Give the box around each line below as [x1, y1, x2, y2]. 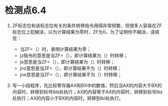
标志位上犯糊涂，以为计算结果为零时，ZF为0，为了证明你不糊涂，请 [12, 29, 155, 35]
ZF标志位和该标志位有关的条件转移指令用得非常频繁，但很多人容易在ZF [12, 22, 162, 29]
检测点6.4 [5, 5, 46, 16]
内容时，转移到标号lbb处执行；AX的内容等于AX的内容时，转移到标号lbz [12, 89, 163, 95]
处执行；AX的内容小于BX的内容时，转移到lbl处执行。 [12, 95, 124, 101]
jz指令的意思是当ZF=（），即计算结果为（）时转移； [19, 52, 129, 59]
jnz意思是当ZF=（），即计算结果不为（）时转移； [19, 65, 122, 71]
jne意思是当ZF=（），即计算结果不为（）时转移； [19, 71, 122, 77]
